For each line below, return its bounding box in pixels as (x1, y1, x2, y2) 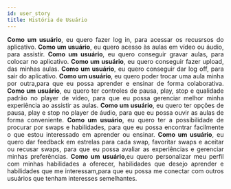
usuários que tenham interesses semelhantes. (7, 174, 137, 182)
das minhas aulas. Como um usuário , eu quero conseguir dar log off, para (7, 65, 224, 73)
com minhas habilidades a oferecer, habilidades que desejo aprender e (7, 159, 224, 168)
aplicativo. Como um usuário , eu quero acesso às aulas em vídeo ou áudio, (7, 43, 224, 51)
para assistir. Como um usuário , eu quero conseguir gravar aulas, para (7, 49, 224, 58)
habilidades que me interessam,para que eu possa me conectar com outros (7, 166, 224, 175)
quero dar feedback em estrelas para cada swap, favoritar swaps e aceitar (7, 137, 224, 146)
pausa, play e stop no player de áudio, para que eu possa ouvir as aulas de (7, 108, 224, 117)
